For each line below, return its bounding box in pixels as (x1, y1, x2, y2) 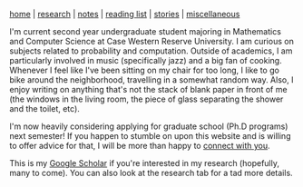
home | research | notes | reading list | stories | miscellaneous (9, 9, 240, 19)
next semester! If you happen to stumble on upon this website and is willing (9, 131, 291, 141)
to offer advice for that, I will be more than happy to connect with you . (9, 141, 270, 151)
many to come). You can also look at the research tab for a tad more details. (9, 168, 293, 178)
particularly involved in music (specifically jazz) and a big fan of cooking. (9, 55, 283, 65)
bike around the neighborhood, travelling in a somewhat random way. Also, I (9, 74, 294, 85)
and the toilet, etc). (9, 103, 80, 113)
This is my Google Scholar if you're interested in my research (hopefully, (9, 158, 279, 168)
